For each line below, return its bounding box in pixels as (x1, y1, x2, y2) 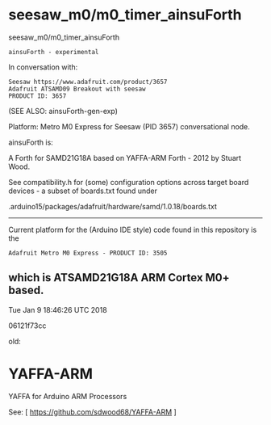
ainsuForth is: (8, 137, 54, 147)
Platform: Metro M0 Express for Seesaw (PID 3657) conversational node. (8, 121, 250, 131)
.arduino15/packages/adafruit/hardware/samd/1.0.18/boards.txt (8, 201, 218, 211)
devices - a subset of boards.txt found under (8, 186, 157, 196)
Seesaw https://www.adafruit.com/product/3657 (8, 78, 168, 86)
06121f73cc (8, 321, 47, 330)
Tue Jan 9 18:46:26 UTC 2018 (8, 305, 107, 314)
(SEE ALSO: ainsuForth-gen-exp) (8, 106, 119, 116)
